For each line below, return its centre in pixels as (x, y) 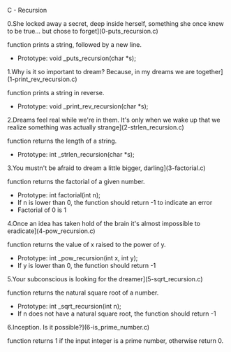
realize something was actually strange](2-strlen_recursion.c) (96, 127)
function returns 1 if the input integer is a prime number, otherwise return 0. (115, 341)
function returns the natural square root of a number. (83, 293)
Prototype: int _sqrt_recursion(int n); (69, 306)
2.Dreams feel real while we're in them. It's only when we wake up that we (114, 120)
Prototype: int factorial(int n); (59, 195)
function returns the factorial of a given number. (76, 182)
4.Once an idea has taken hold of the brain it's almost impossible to (104, 224)
